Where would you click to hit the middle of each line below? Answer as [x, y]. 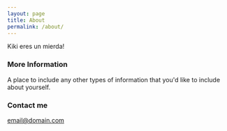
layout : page [26, 14]
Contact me [28, 105]
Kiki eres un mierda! [36, 47]
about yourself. [29, 87]
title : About [26, 20]
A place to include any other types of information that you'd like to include [114, 79]
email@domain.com [36, 120]
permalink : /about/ [36, 26]
